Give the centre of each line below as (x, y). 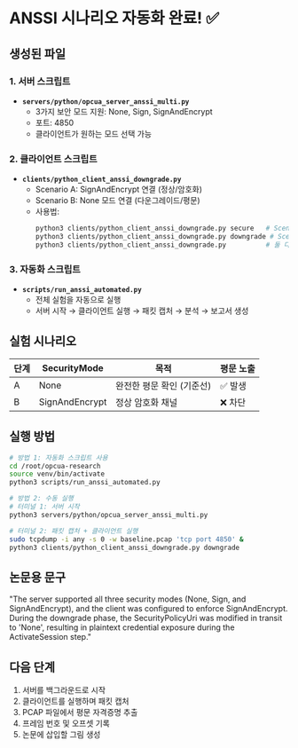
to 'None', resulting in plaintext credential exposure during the (122, 627)
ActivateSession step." (50, 637)
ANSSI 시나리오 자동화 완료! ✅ (114, 18)
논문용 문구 (38, 577)
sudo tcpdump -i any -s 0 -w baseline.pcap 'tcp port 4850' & (126, 539)
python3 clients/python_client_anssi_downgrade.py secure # (153, 228)
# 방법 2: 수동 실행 (41, 499)
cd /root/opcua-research (55, 466)
